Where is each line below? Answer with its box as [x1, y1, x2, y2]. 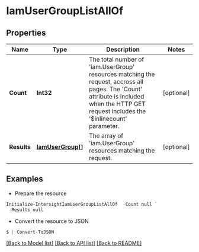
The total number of [88, 55, 145, 63]
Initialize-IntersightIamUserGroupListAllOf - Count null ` [6, 201, 158, 207]
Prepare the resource [14, 190, 67, 197]
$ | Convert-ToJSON [6, 229, 54, 235]
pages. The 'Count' [88, 85, 143, 93]
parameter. [88, 122, 120, 130]
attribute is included [88, 92, 145, 100]
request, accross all [88, 78, 144, 85]
